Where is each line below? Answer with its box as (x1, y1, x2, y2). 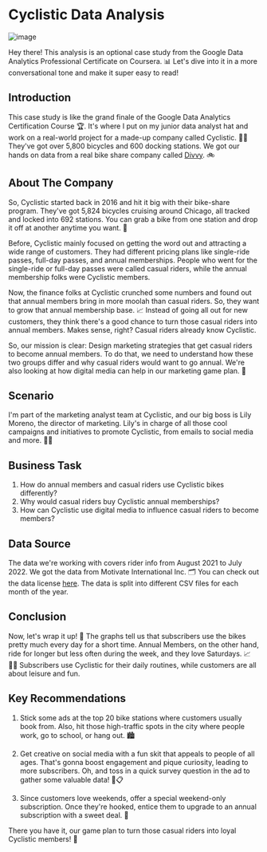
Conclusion (8, 610, 67, 624)
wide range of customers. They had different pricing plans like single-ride (8, 247, 250, 256)
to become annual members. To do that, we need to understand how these (8, 349, 253, 358)
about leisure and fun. (8, 669, 80, 678)
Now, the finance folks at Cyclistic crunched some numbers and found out (8, 287, 253, 297)
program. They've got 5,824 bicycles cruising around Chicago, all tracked (8, 206, 250, 215)
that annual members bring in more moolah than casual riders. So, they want (8, 296, 260, 306)
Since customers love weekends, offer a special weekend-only (19, 793, 226, 803)
